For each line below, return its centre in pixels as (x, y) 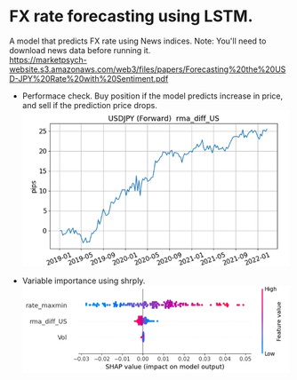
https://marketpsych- (48, 59)
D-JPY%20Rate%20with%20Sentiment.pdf (89, 78)
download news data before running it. (80, 50)
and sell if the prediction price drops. (89, 105)
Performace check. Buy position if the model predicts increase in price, (153, 96)
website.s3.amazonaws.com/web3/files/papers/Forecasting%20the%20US (148, 69)
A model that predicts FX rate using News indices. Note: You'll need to (138, 41)
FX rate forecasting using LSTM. (131, 16)
